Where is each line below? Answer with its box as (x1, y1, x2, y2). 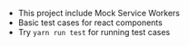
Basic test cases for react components (17, 17, 164, 28)
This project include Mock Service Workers (17, 8, 180, 18)
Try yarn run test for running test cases (17, 27, 171, 37)
